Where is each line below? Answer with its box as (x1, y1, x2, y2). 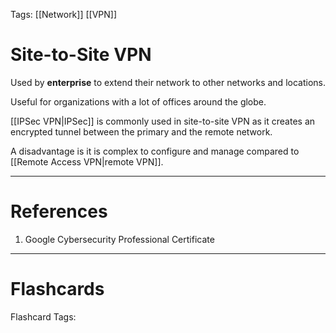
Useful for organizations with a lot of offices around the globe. (10, 95, 267, 108)
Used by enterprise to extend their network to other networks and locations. (10, 76, 326, 88)
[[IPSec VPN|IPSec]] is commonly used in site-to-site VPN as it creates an (10, 115, 316, 127)
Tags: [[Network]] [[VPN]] (10, 9, 118, 20)
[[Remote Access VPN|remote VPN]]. (10, 155, 164, 168)
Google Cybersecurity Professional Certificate (24, 233, 215, 245)
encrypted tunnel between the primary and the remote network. (10, 125, 273, 138)
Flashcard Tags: (10, 310, 77, 323)
